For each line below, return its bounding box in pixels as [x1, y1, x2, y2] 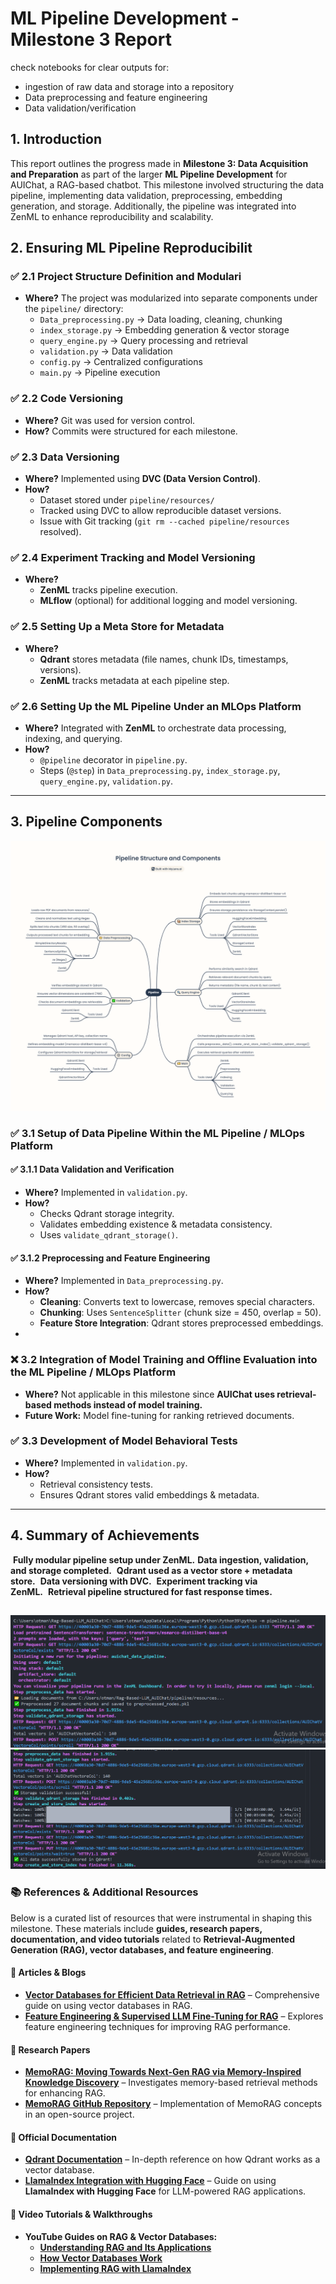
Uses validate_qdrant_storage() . [39, 1229, 178, 1241]
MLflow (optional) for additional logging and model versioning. [39, 595, 298, 607]
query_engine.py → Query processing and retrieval [39, 335, 248, 347]
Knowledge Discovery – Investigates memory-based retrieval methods [24, 2077, 318, 2089]
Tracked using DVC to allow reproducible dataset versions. [39, 505, 282, 517]
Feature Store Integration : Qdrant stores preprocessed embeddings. [39, 1317, 324, 1329]
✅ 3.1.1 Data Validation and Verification [10, 1163, 175, 1176]
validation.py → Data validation [39, 345, 173, 357]
